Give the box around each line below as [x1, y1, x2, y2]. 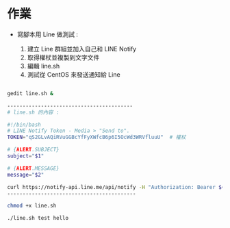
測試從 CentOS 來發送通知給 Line [27, 70, 121, 79]
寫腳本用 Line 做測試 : [16, 30, 79, 38]
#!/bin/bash [7, 121, 41, 128]
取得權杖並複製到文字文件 [27, 53, 100, 62]
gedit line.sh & [7, 90, 53, 97]
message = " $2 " [7, 171, 44, 178]
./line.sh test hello [7, 215, 69, 222]
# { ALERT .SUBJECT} [7, 147, 60, 153]
